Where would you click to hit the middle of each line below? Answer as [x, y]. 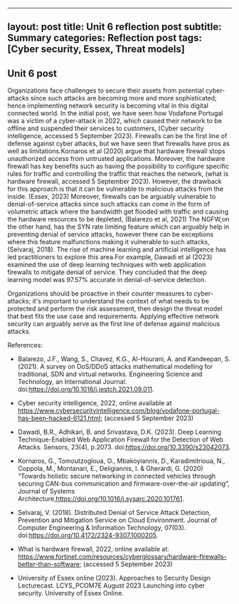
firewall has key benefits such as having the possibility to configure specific [118, 166]
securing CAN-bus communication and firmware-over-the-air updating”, [123, 484]
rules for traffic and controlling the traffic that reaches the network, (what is [118, 174]
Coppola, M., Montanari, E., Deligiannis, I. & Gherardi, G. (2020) [111, 469]
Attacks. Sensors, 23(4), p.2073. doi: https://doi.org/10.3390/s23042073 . [124, 447]
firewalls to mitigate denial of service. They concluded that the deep [107, 272]
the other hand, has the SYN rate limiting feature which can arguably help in [118, 227]
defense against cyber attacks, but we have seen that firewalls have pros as [118, 144]
